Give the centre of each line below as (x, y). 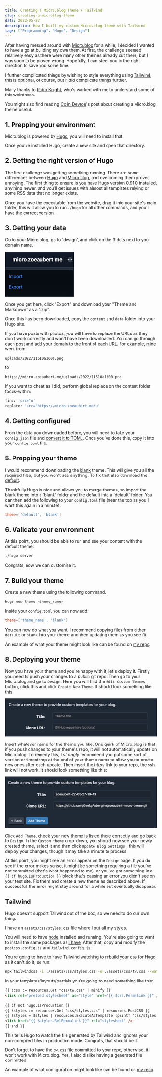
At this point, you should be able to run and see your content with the (74, 541)
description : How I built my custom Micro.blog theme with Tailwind (75, 26)
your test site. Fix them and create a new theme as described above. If (75, 881)
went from (15, 348)
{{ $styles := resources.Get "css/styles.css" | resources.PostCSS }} (77, 1011)
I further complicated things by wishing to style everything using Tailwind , (78, 75)
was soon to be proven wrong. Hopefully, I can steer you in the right (73, 61)
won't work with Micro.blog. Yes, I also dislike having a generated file (74, 1055)
